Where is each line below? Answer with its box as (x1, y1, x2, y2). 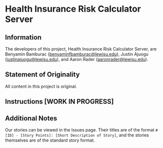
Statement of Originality (5, 71, 80, 79)
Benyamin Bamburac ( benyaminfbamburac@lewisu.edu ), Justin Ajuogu (5, 51, 149, 57)
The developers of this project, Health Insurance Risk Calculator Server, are (5, 46, 157, 52)
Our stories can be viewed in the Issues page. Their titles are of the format (5, 127, 155, 133)
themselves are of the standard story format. (5, 137, 95, 143)
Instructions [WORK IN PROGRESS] (5, 97, 114, 106)
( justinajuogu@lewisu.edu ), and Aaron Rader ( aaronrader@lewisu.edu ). (5, 56, 148, 62)
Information (5, 33, 42, 41)
